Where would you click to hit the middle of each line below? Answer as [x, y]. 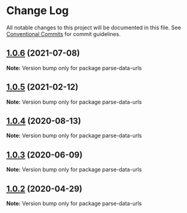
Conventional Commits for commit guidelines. [63, 34]
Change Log [37, 11]
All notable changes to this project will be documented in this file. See [94, 27]
